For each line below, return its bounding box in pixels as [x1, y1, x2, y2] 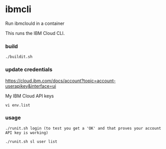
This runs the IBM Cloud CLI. [5, 30, 65, 36]
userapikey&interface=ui [5, 83, 57, 89]
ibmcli [5, 4, 32, 15]
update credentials [5, 66, 53, 73]
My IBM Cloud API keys [5, 93, 54, 99]
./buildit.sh [5, 54, 33, 59]
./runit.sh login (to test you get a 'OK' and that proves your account [5, 126, 161, 131]
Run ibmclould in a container [5, 20, 65, 26]
